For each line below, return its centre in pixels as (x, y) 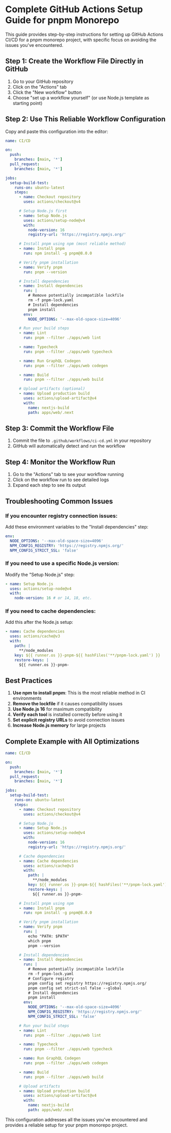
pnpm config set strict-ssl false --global (75, 988)
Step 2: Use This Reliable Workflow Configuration (85, 119)
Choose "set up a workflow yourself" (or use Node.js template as (81, 97)
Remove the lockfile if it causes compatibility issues (68, 704)
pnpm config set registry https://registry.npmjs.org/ (87, 983)
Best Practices (29, 681)
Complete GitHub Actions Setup (74, 9)
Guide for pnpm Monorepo (62, 20)
